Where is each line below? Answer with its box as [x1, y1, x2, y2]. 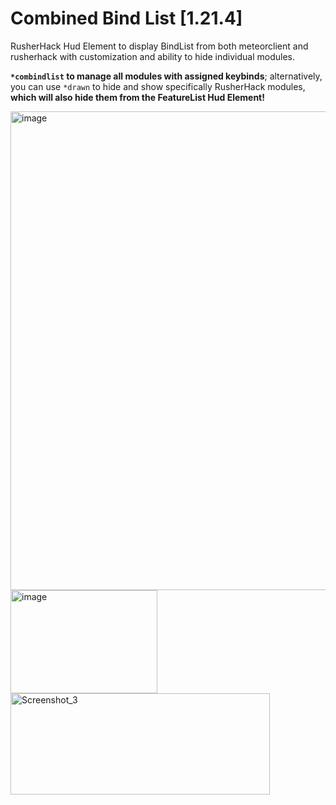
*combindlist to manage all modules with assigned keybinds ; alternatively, [10, 70, 323, 82]
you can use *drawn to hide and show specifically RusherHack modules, [10, 80, 306, 92]
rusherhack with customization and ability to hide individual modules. [10, 50, 296, 62]
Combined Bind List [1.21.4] [10, 7, 243, 30]
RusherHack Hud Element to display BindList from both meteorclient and [10, 40, 309, 52]
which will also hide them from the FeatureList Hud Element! [10, 91, 265, 103]
